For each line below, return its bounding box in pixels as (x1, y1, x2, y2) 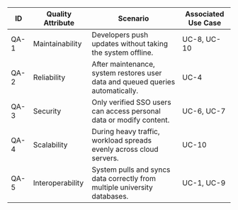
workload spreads (91, 136, 152, 145)
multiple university (91, 182, 154, 192)
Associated (185, 9, 225, 18)
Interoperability (33, 178, 84, 187)
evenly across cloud (91, 145, 159, 154)
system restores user (91, 68, 162, 77)
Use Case (188, 18, 222, 28)
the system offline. (91, 48, 154, 57)
